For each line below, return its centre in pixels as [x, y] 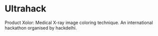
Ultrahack [25, 9]
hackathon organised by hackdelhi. [41, 27]
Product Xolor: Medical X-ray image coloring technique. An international [79, 22]
